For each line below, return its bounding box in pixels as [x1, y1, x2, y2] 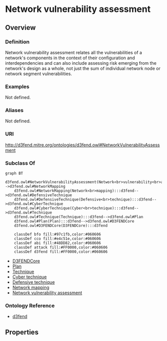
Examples [5, 83, 30, 90]
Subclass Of [5, 159, 36, 166]
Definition [5, 38, 30, 45]
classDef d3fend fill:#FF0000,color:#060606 [14, 249, 108, 254]
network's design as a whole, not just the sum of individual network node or [5, 65, 161, 71]
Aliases [5, 107, 24, 114]
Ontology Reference [5, 302, 55, 309]
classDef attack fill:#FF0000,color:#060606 [14, 245, 108, 250]
